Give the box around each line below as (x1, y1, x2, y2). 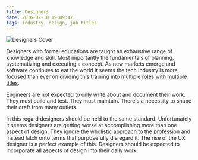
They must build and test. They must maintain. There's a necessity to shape (6, 97, 192, 104)
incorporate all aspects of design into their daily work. (6, 147, 139, 154)
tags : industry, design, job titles (6, 20, 97, 26)
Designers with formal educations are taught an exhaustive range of (6, 48, 173, 55)
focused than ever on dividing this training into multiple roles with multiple (6, 73, 187, 81)
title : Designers (6, 8, 49, 15)
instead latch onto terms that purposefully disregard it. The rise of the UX (6, 134, 186, 141)
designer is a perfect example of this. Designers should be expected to (6, 141, 180, 148)
